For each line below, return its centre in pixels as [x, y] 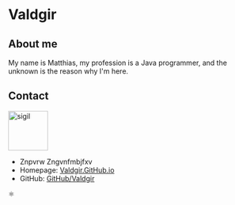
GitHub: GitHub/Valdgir [57, 178]
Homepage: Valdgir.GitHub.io [67, 170]
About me [33, 44]
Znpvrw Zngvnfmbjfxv [56, 161]
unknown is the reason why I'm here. [68, 71]
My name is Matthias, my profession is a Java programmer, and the [118, 63]
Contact [28, 96]
